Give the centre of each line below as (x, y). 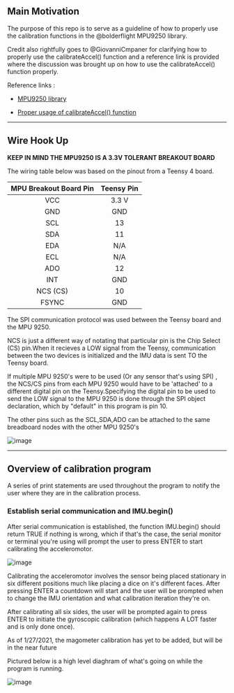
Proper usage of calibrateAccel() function (77, 112)
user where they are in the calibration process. (74, 493)
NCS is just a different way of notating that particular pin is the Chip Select (114, 340)
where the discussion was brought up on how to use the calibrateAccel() (111, 64)
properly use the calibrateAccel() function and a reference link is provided (113, 57)
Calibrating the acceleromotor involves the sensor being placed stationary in (117, 576)
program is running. (36, 668)
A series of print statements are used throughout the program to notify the (114, 486)
